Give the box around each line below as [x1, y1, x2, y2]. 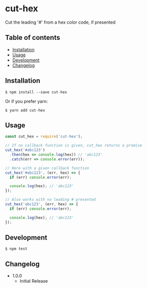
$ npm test [5, 247, 28, 252]
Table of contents [5, 33, 60, 42]
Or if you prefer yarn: [5, 98, 48, 104]
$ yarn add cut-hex [5, 108, 45, 113]
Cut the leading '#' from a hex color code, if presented [5, 19, 116, 25]
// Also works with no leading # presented [5, 197, 96, 202]
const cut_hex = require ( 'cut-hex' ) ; [5, 134, 83, 139]
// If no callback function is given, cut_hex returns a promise [5, 143, 142, 148]
